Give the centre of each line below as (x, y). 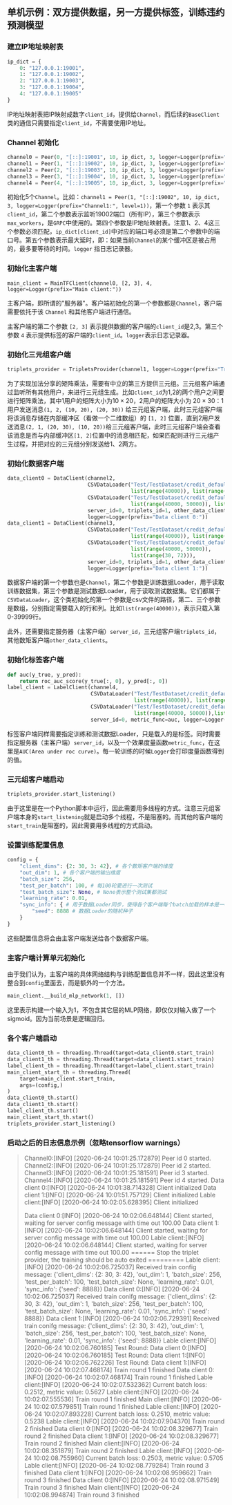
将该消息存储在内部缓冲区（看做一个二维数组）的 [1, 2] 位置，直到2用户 (111, 418)
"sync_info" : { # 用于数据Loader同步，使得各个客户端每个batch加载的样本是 (119, 905)
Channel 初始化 (33, 142)
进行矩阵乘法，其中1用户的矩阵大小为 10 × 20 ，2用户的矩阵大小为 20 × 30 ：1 (116, 400)
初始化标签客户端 (36, 660)
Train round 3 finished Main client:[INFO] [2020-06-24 (101, 1488)
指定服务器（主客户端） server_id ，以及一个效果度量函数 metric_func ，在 (111, 742)
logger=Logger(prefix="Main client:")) (65, 289)
